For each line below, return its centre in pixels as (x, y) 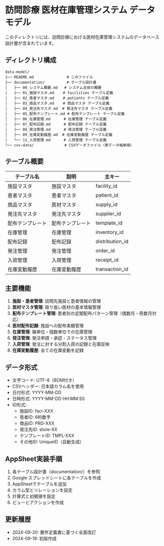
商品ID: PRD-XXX (37, 423)
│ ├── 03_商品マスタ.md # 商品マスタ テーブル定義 (57, 103)
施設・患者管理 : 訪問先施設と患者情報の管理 (56, 301)
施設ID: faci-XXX (36, 411)
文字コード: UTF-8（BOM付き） (44, 380)
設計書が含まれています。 (31, 43)
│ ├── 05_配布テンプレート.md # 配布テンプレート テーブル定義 (65, 114)
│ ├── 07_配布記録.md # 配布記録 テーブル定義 (56, 124)
